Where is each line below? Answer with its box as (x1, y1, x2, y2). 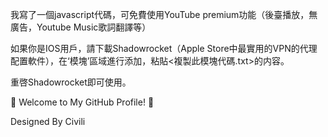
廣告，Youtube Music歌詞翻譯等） (10, 21, 152, 33)
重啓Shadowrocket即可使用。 (10, 76, 132, 88)
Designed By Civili (10, 116, 86, 127)
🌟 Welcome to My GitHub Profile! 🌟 (10, 96, 155, 108)
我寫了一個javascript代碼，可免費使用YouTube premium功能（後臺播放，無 (10, 9, 318, 20)
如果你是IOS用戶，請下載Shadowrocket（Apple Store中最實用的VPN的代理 (10, 43, 318, 54)
